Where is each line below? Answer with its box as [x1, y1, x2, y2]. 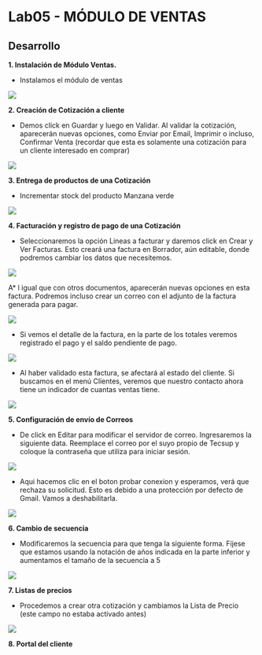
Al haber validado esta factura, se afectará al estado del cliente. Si [19, 368, 234, 377]
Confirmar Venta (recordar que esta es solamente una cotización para [19, 138, 247, 146]
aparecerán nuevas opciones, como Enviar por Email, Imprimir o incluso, [19, 129, 254, 138]
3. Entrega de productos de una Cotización [8, 176, 151, 185]
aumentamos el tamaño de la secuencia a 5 [19, 556, 161, 564]
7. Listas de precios [8, 586, 72, 594]
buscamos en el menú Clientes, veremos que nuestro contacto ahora [19, 376, 244, 386]
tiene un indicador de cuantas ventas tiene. [19, 385, 160, 394]
